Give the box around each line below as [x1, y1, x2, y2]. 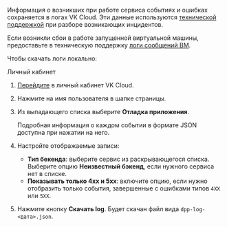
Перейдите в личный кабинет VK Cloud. [17, 81, 134, 89]
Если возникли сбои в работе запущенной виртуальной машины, [7, 34, 199, 42]
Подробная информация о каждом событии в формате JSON [17, 121, 197, 129]
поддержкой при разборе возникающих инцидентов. [7, 21, 164, 28]
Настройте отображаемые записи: [17, 142, 120, 150]
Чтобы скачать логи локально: [7, 54, 98, 63]
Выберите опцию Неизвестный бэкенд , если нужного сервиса [27, 162, 215, 171]
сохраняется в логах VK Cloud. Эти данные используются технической [7, 13, 217, 21]
